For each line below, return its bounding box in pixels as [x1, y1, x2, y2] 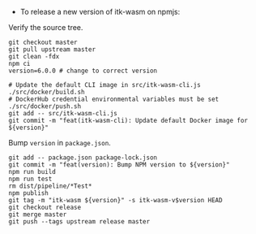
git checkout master [8, 38, 79, 46]
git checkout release [8, 203, 82, 211]
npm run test [8, 175, 53, 183]
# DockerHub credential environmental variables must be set [8, 95, 220, 103]
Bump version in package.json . [8, 138, 111, 147]
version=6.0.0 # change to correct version [8, 67, 158, 75]
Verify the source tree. [8, 23, 83, 32]
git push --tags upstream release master [8, 218, 151, 226]
